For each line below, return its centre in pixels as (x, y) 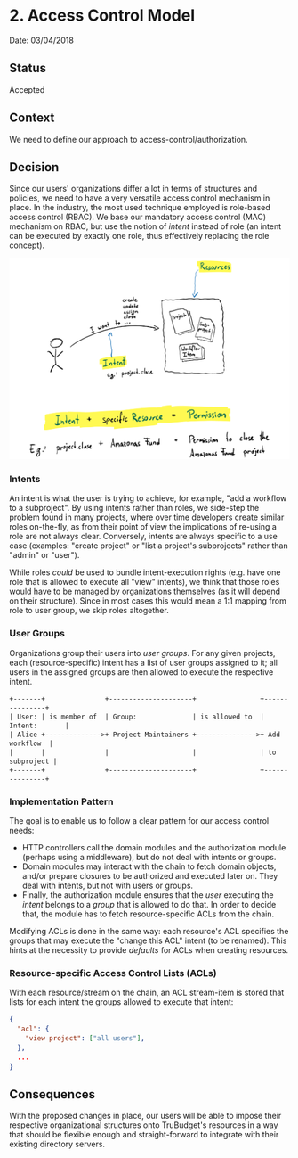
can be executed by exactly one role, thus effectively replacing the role (139, 236)
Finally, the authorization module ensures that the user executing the (148, 895)
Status (28, 68)
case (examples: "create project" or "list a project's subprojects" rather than (149, 546)
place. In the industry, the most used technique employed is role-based (140, 208)
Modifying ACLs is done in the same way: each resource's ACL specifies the (149, 932)
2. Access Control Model (102, 16)
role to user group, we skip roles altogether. (89, 611)
